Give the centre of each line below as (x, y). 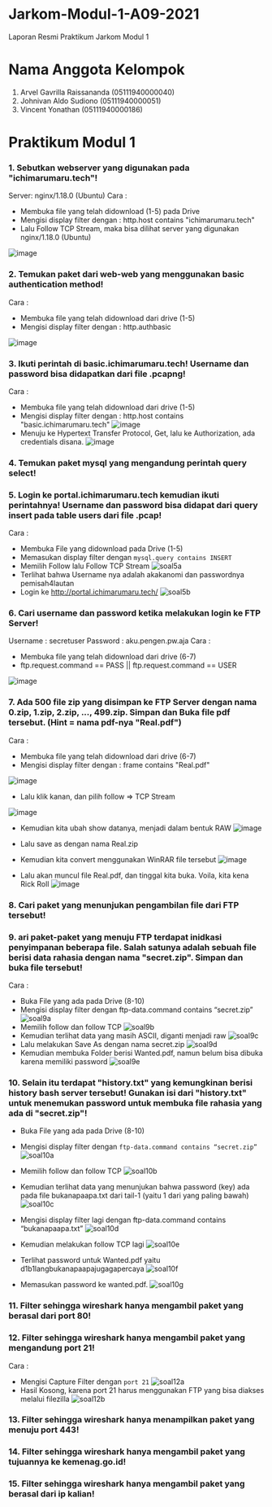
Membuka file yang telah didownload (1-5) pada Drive (110, 212)
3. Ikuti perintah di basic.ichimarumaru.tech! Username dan (129, 363)
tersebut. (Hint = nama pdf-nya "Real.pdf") (95, 723)
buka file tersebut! (45, 967)
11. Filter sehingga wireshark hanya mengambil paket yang (126, 1306)
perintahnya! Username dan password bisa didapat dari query (133, 505)
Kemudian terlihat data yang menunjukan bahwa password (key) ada (135, 1187)
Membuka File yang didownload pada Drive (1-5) (101, 549)
